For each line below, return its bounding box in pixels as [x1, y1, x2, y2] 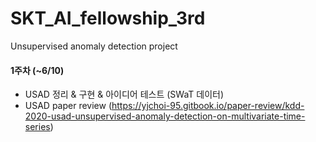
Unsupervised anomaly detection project [10, 40, 178, 52]
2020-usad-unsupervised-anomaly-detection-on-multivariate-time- [24, 110, 306, 122]
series [24, 121, 51, 133]
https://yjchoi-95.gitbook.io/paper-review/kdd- [111, 100, 305, 112]
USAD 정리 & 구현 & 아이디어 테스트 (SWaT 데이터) [24, 88, 225, 101]
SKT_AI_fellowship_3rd [10, 7, 206, 30]
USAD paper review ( [24, 100, 113, 112]
